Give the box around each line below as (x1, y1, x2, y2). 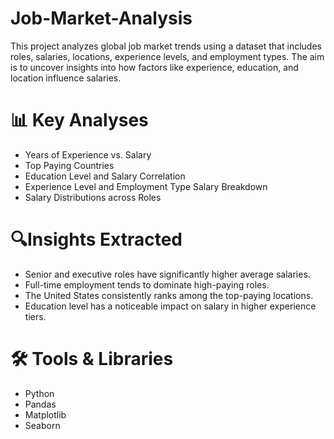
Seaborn (24, 419, 61, 431)
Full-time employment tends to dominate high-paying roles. (24, 278, 270, 291)
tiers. (24, 310, 47, 322)
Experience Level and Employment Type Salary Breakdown (24, 180, 268, 192)
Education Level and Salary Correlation (24, 170, 186, 182)
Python (24, 387, 55, 399)
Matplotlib (24, 408, 67, 421)
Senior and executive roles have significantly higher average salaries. (24, 268, 311, 280)
